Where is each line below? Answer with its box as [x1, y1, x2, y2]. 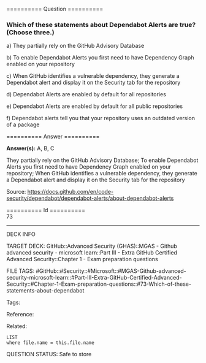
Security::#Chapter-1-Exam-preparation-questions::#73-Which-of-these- [6, 280, 192, 288]
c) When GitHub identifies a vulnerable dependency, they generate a [6, 72, 180, 80]
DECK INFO [6, 231, 36, 238]
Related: [6, 323, 28, 330]
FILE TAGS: [6, 267, 35, 275]
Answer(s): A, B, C [6, 145, 55, 152]
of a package [6, 121, 40, 128]
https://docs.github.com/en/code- [27, 188, 114, 196]
